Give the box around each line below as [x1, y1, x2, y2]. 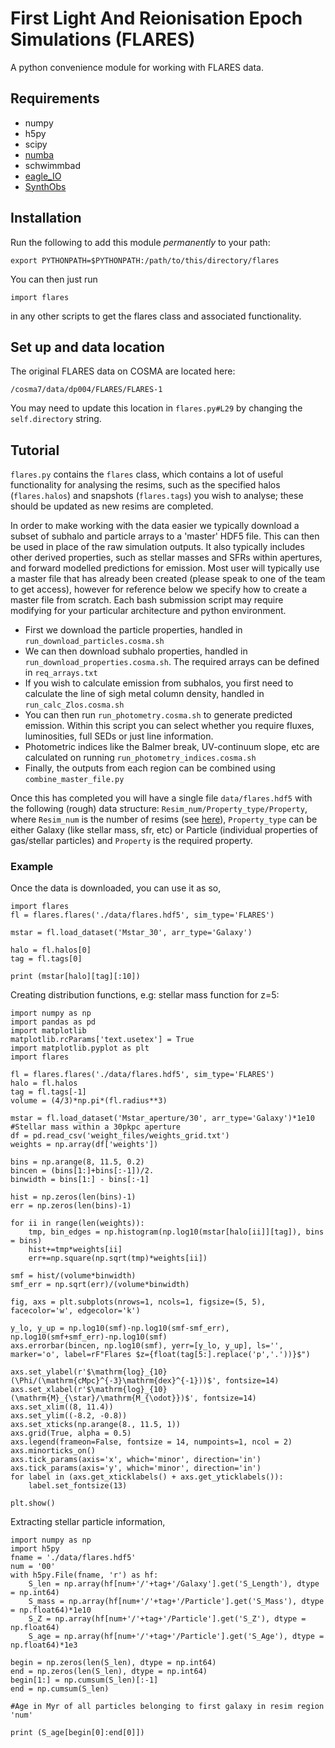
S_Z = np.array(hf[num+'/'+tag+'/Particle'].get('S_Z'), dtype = [28, 1614, 307, 1624]
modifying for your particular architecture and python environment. [10, 605, 287, 617]
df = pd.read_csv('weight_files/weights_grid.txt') [10, 1131, 230, 1141]
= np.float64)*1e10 [10, 1605, 92, 1616]
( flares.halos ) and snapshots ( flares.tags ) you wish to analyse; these [10, 490, 304, 502]
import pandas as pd [10, 1017, 97, 1027]
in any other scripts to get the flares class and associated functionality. [10, 310, 302, 322]
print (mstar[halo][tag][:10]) [10, 972, 141, 982]
